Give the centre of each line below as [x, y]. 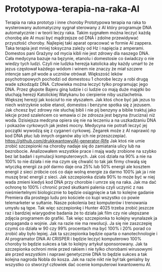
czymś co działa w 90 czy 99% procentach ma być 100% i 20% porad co [78, 228]
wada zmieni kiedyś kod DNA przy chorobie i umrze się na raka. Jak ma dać [81, 182]
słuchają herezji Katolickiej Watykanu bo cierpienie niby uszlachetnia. [74, 94]
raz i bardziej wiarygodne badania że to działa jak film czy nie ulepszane [77, 213]
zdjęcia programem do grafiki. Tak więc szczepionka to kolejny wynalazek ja [81, 218]
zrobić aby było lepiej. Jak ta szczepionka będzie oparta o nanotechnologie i [81, 233]
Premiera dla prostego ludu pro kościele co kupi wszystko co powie [72, 197]
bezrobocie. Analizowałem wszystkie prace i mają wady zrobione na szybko [81, 151]
